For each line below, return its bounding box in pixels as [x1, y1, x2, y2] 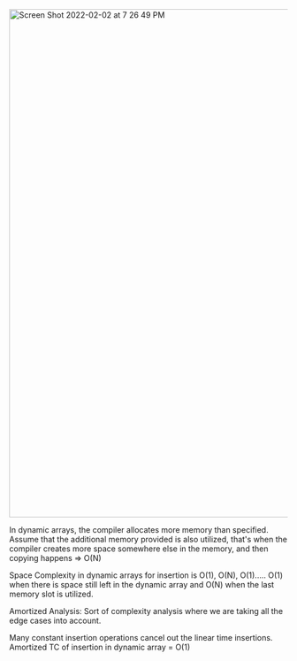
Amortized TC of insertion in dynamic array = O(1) [9, 642, 191, 652]
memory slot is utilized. [9, 588, 95, 599]
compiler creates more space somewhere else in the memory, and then [9, 543, 269, 554]
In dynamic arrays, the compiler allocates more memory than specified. [9, 525, 269, 534]
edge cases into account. [9, 615, 102, 626]
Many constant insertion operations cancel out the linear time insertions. [9, 633, 273, 642]
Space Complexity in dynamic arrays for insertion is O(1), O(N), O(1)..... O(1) [9, 570, 284, 580]
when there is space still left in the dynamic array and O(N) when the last [9, 580, 275, 589]
